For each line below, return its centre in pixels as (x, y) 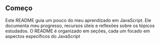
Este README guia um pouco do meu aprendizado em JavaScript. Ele (78, 20)
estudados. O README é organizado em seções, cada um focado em (78, 31)
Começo (19, 8)
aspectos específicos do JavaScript (43, 36)
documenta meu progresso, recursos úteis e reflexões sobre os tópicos (80, 25)
